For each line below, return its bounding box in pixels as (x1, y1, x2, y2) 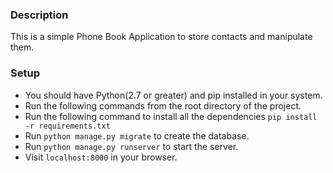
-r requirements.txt (24, 121, 111, 131)
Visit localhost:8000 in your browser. (24, 151, 178, 163)
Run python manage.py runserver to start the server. (24, 140, 239, 152)
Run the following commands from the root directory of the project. (24, 99, 302, 112)
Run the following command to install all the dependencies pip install (24, 110, 318, 122)
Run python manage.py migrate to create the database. (24, 129, 250, 142)
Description (10, 8, 69, 22)
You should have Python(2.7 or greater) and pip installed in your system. (24, 89, 323, 101)
